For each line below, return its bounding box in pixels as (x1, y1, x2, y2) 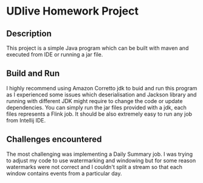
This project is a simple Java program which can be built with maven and (6, 44, 189, 52)
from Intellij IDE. (6, 116, 46, 124)
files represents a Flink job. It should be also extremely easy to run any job (6, 110, 193, 118)
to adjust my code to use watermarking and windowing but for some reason (6, 156, 196, 164)
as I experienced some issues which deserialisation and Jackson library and (6, 91, 197, 98)
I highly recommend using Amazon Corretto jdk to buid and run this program (6, 84, 198, 91)
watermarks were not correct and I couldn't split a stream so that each (6, 163, 183, 170)
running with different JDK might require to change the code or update (6, 97, 183, 104)
